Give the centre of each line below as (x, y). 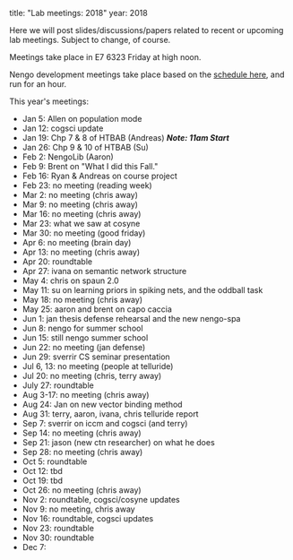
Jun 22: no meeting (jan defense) (84, 347)
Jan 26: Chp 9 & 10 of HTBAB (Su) (86, 147)
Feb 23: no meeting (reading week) (87, 185)
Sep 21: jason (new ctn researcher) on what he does (118, 442)
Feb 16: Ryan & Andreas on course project (99, 176)
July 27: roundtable (58, 385)
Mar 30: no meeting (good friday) (84, 233)
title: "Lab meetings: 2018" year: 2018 (78, 13)
